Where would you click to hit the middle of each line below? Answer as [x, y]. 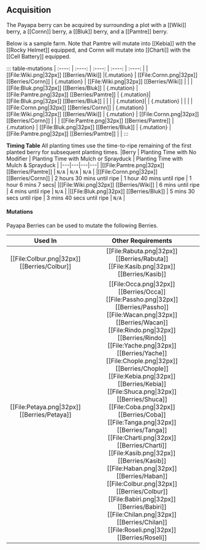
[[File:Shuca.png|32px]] [142, 391]
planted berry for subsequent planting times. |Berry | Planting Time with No [101, 152]
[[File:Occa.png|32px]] [142, 284]
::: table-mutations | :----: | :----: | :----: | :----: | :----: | [76, 68]
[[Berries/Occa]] [142, 292]
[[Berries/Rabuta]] [142, 259]
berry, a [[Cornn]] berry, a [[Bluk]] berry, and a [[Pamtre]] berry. [87, 31]
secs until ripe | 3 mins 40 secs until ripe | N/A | [66, 198]
